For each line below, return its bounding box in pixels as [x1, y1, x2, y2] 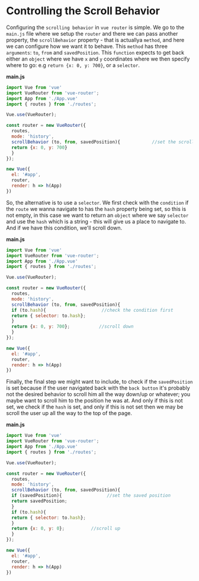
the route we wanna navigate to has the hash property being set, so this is [6, 205, 187, 212]
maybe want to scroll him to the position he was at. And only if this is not [6, 397, 183, 404]
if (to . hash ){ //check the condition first [11, 307, 174, 313]
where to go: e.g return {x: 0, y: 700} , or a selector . [6, 61, 140, 69]
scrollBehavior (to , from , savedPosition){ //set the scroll [11, 139, 195, 145]
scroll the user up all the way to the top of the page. [6, 410, 132, 417]
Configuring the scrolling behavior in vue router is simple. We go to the [6, 24, 185, 31]
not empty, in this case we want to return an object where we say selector [6, 212, 189, 219]
